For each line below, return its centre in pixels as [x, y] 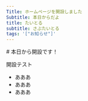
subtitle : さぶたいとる [33, 28]
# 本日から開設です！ [32, 52]
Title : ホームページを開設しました [44, 12]
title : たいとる [24, 23]
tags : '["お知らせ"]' [31, 34]
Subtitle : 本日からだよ [33, 17]
